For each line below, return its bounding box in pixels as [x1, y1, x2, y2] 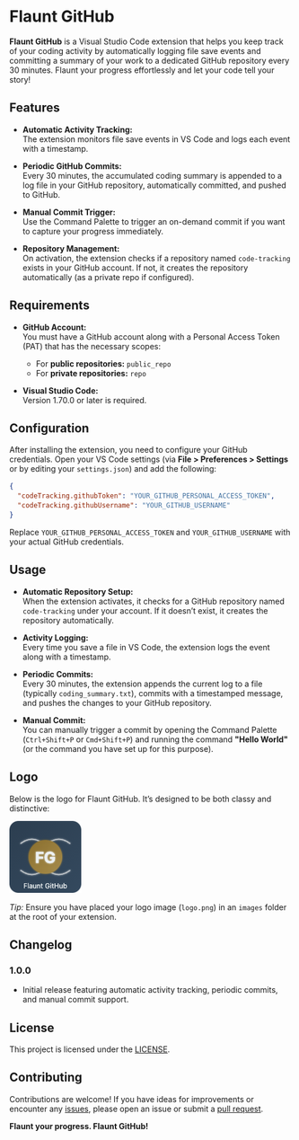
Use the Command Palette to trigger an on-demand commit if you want [22, 216, 286, 226]
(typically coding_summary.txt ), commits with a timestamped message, [22, 687, 284, 698]
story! [9, 74, 31, 84]
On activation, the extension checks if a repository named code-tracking [22, 252, 291, 263]
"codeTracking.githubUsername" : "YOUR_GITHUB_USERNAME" [17, 501, 231, 510]
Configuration [9, 420, 90, 436]
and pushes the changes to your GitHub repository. [22, 697, 213, 708]
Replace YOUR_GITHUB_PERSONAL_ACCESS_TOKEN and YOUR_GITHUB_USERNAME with [9, 526, 291, 537]
